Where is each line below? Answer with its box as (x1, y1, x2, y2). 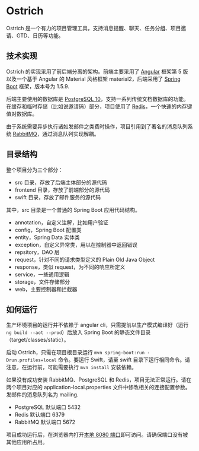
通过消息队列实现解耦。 (42, 130, 99, 137)
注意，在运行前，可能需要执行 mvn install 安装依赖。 (6, 364, 137, 371)
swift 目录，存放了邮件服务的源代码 (14, 193, 101, 201)
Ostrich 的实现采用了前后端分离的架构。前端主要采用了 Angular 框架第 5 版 (6, 68, 188, 75)
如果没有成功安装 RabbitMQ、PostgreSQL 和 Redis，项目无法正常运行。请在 (6, 376, 191, 383)
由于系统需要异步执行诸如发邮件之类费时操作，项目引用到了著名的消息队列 (6, 123, 188, 130)
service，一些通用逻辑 (14, 271, 70, 278)
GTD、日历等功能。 (16, 31, 64, 39)
